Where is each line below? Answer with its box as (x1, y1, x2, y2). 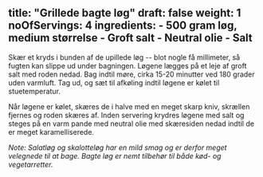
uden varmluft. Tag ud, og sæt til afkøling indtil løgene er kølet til (8, 77, 220, 87)
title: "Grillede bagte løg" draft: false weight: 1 (8, 6, 241, 20)
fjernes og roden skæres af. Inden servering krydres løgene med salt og (8, 110, 245, 120)
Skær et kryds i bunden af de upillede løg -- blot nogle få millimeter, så (8, 52, 241, 62)
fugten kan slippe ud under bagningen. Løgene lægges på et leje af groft (8, 61, 247, 70)
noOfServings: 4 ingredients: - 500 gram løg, (8, 19, 237, 33)
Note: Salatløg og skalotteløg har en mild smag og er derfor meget (8, 143, 227, 152)
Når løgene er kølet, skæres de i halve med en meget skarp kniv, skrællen (8, 101, 250, 111)
